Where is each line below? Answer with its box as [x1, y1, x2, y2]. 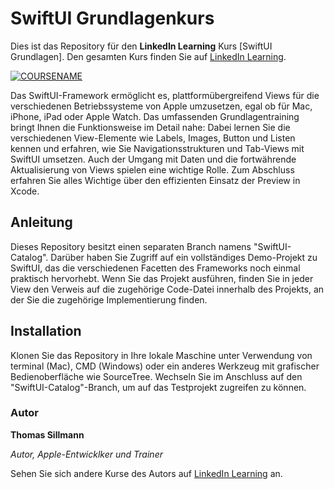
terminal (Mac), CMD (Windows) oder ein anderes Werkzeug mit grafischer [10, 360, 320, 372]
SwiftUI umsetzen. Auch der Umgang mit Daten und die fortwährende [10, 153, 297, 165]
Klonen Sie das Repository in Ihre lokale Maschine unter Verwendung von [10, 349, 313, 361]
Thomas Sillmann [10, 428, 85, 441]
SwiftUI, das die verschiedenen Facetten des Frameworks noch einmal [10, 262, 301, 274]
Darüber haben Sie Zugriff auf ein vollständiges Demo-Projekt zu [50, 251, 318, 263]
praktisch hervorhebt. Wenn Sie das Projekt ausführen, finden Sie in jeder [10, 272, 314, 284]
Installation [10, 323, 82, 340]
